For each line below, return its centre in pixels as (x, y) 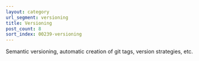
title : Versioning (29, 23)
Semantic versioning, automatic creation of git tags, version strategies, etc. (99, 51)
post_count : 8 (24, 29)
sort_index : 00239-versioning (44, 34)
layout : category (28, 12)
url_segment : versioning (37, 18)
